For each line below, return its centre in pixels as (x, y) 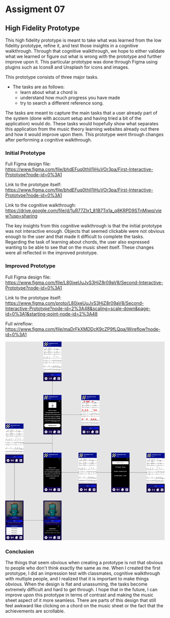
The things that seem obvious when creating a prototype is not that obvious (84, 563)
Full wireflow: (19, 324)
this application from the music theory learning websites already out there (82, 129)
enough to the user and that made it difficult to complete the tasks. (75, 236)
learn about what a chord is (49, 92)
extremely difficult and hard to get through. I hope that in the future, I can (81, 590)
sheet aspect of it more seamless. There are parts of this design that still (81, 600)
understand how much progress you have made (70, 98)
